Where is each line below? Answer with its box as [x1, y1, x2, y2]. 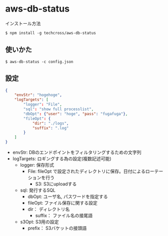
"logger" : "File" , [23, 102, 62, 107]
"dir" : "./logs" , [32, 121, 69, 126]
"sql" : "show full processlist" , [23, 107, 94, 112]
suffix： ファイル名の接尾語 [35, 213, 93, 219]
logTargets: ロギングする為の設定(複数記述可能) [12, 156, 112, 162]
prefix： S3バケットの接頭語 [27, 225, 87, 231]
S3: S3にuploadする [35, 181, 77, 187]
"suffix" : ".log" [32, 125, 69, 130]
